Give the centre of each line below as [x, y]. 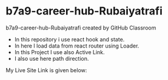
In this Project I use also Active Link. [59, 52]
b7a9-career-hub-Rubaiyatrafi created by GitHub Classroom [81, 28]
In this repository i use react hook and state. [69, 39]
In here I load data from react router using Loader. [77, 46]
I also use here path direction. [52, 58]
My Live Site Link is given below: [46, 70]
